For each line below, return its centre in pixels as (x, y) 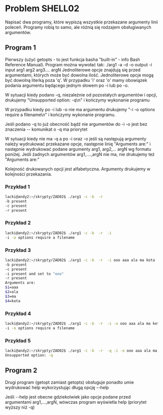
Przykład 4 (18, 314)
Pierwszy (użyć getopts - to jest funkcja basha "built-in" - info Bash (73, 59)
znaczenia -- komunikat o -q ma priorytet (46, 129)
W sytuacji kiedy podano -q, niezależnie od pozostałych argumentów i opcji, (81, 95)
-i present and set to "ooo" (34, 274)
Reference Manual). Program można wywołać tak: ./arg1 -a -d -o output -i (79, 64)
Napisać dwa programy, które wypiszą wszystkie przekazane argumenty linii (81, 22)
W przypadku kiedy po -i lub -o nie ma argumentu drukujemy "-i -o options (80, 109)
